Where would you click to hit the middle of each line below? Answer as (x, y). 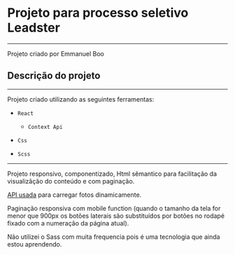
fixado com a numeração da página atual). (68, 223)
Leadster (34, 28)
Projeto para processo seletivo (98, 13)
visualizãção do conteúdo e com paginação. (71, 181)
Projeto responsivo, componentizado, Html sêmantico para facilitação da (112, 174)
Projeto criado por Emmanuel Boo (56, 53)
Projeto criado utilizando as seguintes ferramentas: (81, 99)
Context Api (45, 127)
